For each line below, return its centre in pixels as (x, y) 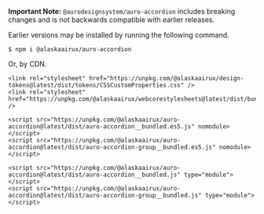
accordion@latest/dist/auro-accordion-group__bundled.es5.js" (112, 147)
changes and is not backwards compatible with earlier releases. (111, 20)
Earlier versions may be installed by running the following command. (119, 35)
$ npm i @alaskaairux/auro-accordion (70, 50)
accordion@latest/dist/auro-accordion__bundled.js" (94, 175)
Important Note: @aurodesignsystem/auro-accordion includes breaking (122, 11)
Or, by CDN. (27, 64)
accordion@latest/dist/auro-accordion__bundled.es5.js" (101, 127)
